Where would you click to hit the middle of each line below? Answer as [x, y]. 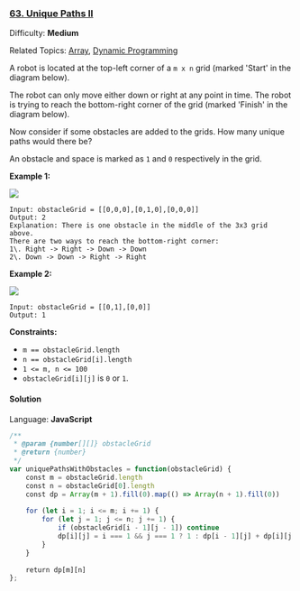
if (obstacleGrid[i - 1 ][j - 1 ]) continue [138, 528]
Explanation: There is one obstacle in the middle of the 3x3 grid [139, 226]
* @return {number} [50, 452]
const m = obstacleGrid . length [84, 477]
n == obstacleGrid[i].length [77, 360]
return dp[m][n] [56, 570]
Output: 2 [28, 218]
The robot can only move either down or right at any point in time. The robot [150, 95]
